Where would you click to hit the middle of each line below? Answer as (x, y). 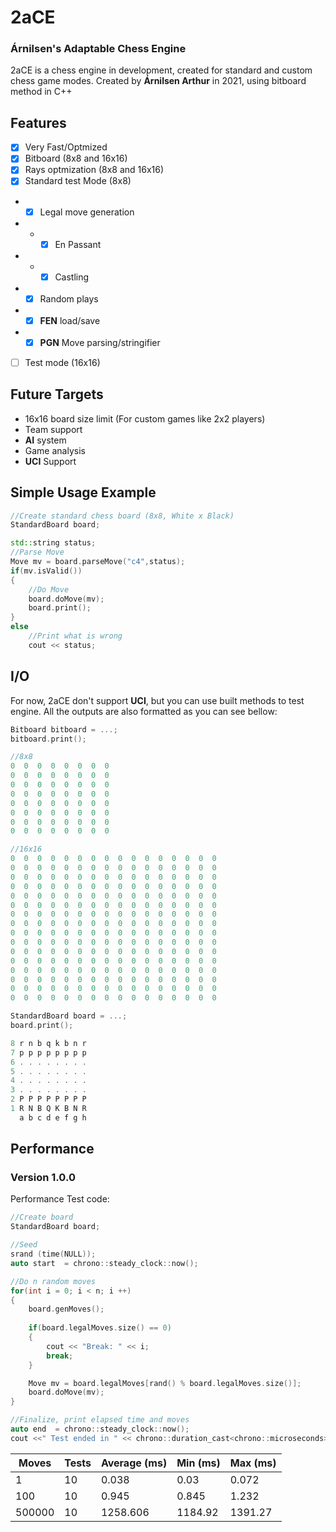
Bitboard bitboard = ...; (64, 729)
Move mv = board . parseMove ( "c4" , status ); (98, 562)
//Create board (42, 1217)
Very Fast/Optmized (66, 147)
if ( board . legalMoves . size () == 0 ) (100, 1328)
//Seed (24, 1245)
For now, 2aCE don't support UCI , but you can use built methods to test (157, 700)
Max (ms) (253, 1463)
